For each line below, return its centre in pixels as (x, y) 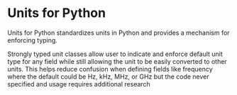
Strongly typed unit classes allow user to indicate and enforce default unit (115, 54)
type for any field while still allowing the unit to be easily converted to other (117, 61)
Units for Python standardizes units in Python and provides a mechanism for (118, 33)
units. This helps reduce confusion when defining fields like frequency (110, 69)
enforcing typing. (33, 40)
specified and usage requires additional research (79, 84)
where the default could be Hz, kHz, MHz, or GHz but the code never (108, 77)
